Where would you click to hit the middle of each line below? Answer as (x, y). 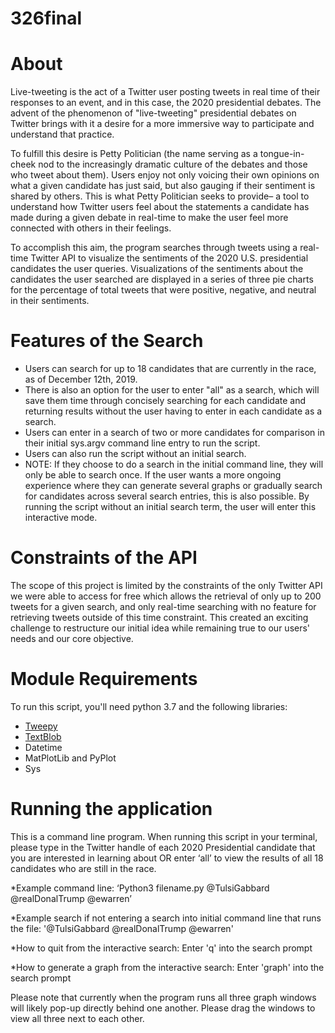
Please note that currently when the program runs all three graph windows (163, 997)
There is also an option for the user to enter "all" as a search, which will (172, 390)
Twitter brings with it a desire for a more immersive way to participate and (162, 124)
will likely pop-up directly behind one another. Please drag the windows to (163, 1008)
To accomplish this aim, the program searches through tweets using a (154, 248)
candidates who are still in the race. (83, 868)
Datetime (43, 747)
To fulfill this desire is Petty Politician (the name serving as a (134, 154)
